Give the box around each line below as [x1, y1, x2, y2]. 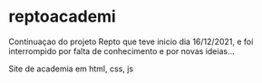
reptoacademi [8, 6, 117, 27]
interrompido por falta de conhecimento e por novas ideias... [8, 45, 235, 56]
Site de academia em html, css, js [8, 63, 134, 74]
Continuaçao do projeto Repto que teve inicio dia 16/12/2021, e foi [8, 36, 254, 47]
